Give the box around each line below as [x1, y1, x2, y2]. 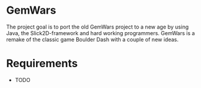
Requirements [6, 57, 78, 70]
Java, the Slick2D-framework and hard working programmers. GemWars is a [6, 29, 195, 36]
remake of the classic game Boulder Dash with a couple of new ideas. [6, 36, 179, 43]
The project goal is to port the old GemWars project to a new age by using [6, 23, 189, 30]
